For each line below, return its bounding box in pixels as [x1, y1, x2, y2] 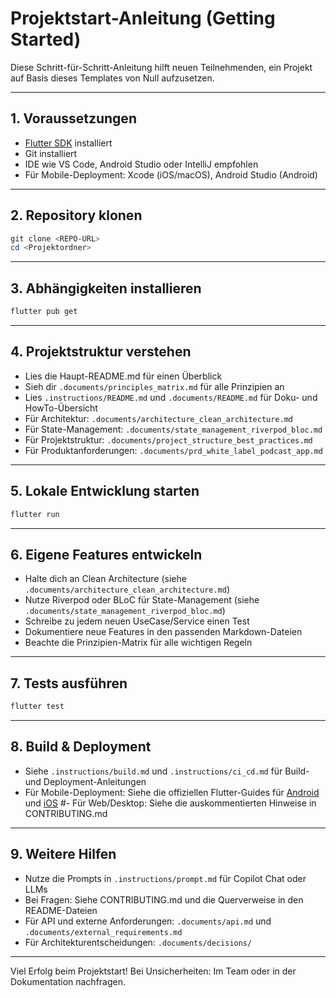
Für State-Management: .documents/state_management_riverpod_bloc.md [24, 423, 323, 435]
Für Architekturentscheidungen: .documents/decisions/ [24, 936, 253, 948]
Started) [10, 28, 82, 51]
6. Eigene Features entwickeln [10, 546, 203, 563]
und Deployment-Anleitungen [24, 775, 147, 787]
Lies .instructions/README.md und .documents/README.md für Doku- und [24, 391, 318, 403]
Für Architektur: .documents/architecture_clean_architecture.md [24, 412, 293, 424]
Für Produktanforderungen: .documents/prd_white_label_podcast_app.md [24, 444, 324, 456]
